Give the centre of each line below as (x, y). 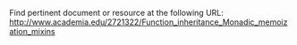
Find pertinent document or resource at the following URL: (116, 13)
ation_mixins (32, 31)
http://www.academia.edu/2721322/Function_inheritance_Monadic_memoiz (148, 22)
